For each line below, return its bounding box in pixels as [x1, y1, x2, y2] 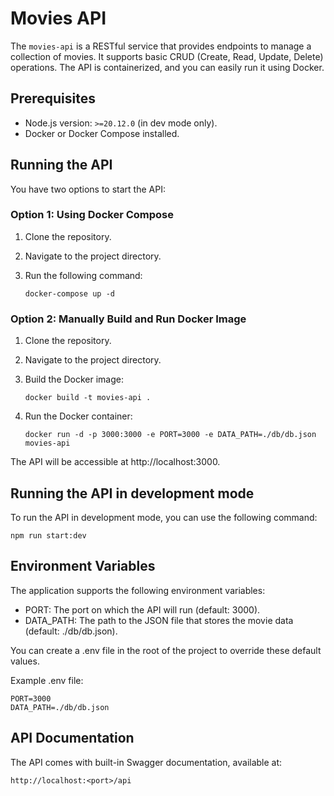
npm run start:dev [10, 530, 87, 541]
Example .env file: [10, 674, 84, 686]
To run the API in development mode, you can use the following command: [10, 511, 318, 523]
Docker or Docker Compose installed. [24, 127, 180, 139]
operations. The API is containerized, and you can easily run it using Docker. [10, 61, 325, 73]
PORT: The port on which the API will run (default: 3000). [24, 603, 261, 616]
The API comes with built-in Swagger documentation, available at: [10, 756, 283, 768]
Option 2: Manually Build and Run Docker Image [10, 312, 247, 326]
